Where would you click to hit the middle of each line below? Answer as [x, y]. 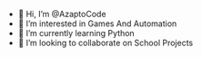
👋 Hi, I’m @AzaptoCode [62, 14]
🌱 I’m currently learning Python [76, 33]
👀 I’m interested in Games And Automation [97, 24]
